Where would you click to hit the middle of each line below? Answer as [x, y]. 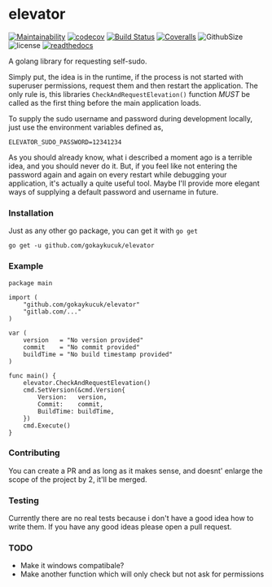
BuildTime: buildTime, [76, 411]
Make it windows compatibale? [72, 566]
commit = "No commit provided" [81, 347]
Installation [31, 212]
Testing [24, 500]
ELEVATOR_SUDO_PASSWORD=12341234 [65, 142]
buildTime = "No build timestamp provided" [98, 354]
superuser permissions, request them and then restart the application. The [133, 85]
